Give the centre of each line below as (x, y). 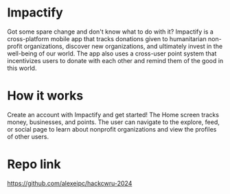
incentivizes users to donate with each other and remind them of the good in (115, 60)
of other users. (28, 136)
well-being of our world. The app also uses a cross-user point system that (112, 53)
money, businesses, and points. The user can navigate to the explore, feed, (113, 122)
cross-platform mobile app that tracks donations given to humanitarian (107, 38)
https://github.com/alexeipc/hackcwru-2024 (70, 183)
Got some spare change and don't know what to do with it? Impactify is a (111, 32)
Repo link (34, 164)
